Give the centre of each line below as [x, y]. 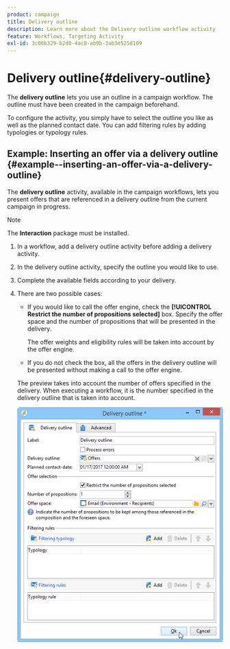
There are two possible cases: [60, 293]
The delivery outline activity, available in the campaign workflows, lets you [113, 191]
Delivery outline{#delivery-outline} [109, 78]
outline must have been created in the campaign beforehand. [93, 105]
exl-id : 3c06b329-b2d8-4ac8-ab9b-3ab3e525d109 [75, 44]
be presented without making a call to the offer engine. [105, 370]
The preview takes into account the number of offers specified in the [114, 383]
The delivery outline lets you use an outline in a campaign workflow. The [110, 97]
